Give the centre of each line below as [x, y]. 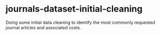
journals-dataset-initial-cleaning [74, 9]
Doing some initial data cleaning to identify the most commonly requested [80, 22]
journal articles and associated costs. [43, 27]
